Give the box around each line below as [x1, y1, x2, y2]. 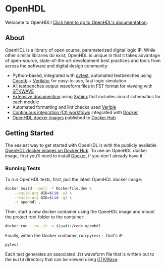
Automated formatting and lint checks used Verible [12, 104, 116, 110]
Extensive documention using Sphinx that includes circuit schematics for [12, 93, 161, 99]
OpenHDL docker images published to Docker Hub [12, 115, 116, 121]
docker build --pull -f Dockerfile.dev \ [5, 186, 92, 191]
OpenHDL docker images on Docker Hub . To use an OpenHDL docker [5, 147, 148, 153]
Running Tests [5, 165, 41, 172]
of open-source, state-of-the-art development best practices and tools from [5, 58, 161, 64]
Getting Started [5, 129, 54, 137]
